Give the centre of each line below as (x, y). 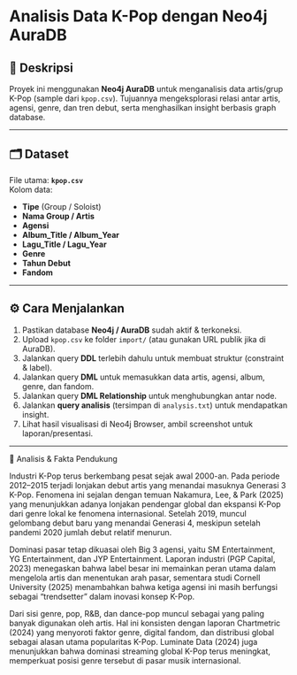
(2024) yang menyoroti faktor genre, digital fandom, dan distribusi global (142, 632)
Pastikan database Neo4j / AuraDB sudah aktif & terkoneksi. (132, 330)
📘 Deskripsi (41, 68)
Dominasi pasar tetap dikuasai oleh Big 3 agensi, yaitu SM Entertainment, (142, 549)
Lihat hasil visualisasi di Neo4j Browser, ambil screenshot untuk (137, 424)
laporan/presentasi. (57, 433)
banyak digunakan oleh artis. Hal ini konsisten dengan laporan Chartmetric (145, 623)
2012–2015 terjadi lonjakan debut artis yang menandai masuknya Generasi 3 (148, 485)
